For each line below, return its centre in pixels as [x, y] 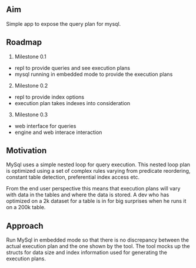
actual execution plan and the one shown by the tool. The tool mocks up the [98, 246]
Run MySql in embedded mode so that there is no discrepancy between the [98, 240]
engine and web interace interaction [58, 132]
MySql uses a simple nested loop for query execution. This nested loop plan [98, 165]
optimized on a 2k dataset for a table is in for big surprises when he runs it [96, 201]
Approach [25, 226]
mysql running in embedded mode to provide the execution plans [94, 74]
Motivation [26, 151]
